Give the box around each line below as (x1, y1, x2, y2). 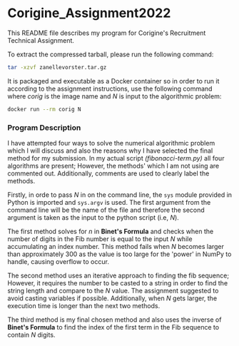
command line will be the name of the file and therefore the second (7, 205, 205, 214)
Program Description (7, 123, 81, 133)
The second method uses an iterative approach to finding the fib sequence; (7, 271, 230, 280)
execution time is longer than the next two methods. (7, 301, 161, 310)
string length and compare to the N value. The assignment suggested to (7, 286, 219, 295)
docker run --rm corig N (7, 106, 81, 113)
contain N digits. (7, 330, 56, 339)
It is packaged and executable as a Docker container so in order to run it (7, 76, 220, 85)
